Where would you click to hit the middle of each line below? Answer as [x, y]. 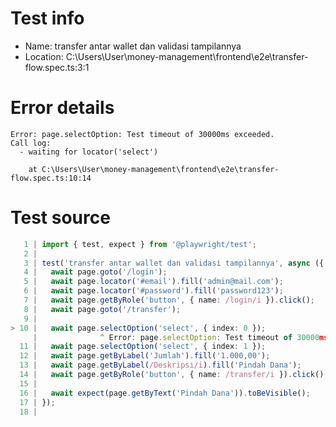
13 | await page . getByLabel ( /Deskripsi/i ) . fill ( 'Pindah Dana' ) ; [160, 365]
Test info [47, 18]
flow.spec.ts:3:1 [57, 67]
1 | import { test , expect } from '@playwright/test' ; [140, 244]
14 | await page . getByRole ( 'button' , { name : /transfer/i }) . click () [172, 375]
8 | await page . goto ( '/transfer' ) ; [102, 309]
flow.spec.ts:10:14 [51, 178]
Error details [62, 108]
